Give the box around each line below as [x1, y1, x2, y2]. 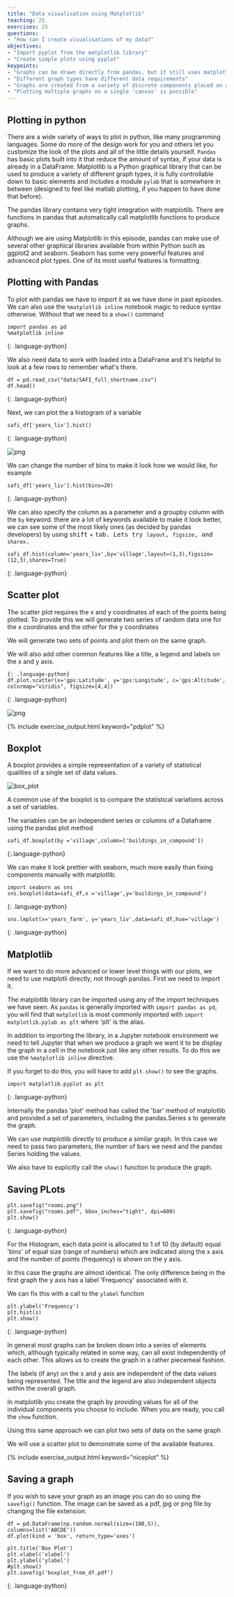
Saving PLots [7, 1183, 65, 1195]
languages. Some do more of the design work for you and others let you [7, 140, 214, 148]
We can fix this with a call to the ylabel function [7, 1289, 145, 1297]
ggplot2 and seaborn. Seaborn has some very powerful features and [7, 249, 204, 257]
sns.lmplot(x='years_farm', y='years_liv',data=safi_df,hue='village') [7, 916, 219, 923]
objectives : [7, 43, 42, 50]
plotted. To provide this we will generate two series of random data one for [7, 615, 221, 623]
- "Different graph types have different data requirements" [7, 75, 189, 82]
